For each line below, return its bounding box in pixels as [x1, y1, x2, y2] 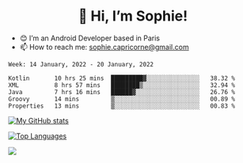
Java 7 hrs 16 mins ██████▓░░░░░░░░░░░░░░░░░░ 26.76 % [8, 88, 236, 96]
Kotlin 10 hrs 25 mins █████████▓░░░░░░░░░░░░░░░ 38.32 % [8, 74, 236, 82]
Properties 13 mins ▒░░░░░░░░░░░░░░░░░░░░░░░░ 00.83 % [8, 102, 236, 110]
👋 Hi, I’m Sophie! [78, 7, 188, 25]
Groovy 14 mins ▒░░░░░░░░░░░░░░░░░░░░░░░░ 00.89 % [8, 95, 236, 103]
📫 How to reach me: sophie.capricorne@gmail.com [19, 42, 189, 51]
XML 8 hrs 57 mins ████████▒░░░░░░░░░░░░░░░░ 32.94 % [8, 81, 236, 89]
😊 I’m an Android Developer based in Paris [19, 33, 161, 43]
